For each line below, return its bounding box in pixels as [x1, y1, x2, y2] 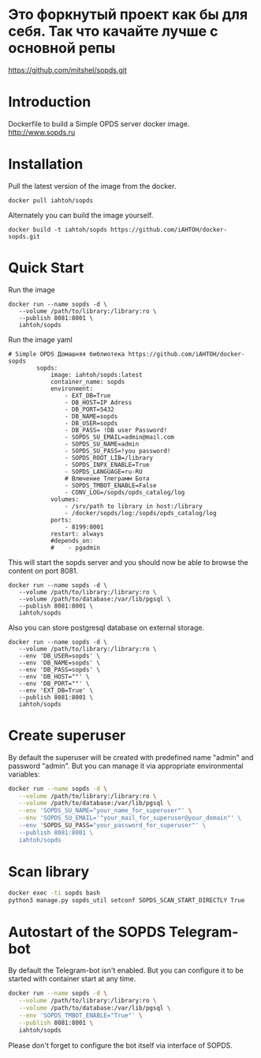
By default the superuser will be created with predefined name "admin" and [8, 752, 254, 762]
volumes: [50, 495, 80, 503]
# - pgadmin [50, 544, 101, 552]
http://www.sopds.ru [8, 127, 76, 137]
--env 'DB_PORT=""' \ [18, 680, 90, 687]
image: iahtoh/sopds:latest [50, 371, 144, 378]
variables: [8, 769, 40, 779]
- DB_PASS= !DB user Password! [64, 426, 168, 434]
